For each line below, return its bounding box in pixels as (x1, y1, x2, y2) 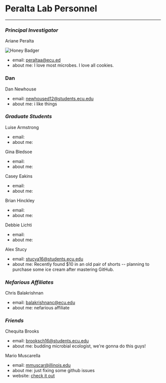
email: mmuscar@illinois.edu (12, 362, 71, 368)
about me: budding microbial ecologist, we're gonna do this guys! (12, 343, 146, 349)
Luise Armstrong (5, 124, 39, 130)
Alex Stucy (5, 246, 27, 252)
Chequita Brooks (5, 328, 40, 334)
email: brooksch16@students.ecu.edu (12, 338, 89, 344)
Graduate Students (5, 113, 52, 120)
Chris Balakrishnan (5, 290, 43, 296)
